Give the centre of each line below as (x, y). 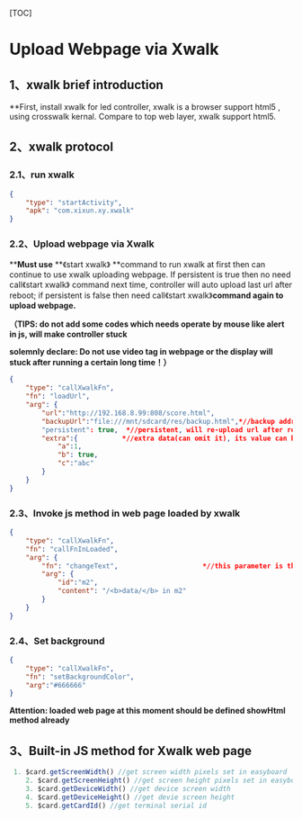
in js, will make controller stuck (68, 334)
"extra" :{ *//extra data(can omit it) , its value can (164, 438)
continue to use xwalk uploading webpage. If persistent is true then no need (150, 274)
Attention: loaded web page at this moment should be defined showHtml (147, 711)
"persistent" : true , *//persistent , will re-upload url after (162, 430)
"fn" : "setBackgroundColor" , (80, 677)
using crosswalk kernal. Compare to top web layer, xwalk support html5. (143, 117)
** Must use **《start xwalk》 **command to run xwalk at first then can (138, 265)
